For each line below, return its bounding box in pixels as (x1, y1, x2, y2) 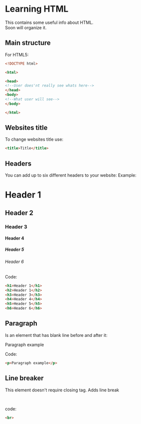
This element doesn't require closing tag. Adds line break (5, 387, 120, 393)
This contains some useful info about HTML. (5, 19, 94, 25)
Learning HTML (5, 3, 69, 15)
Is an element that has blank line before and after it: (5, 332, 108, 338)
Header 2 (5, 208, 34, 217)
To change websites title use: (5, 136, 63, 142)
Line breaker (5, 374, 44, 383)
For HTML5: (5, 52, 29, 57)
